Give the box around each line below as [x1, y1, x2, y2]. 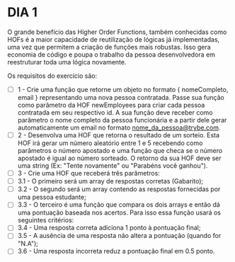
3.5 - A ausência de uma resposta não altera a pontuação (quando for [17, 232, 222, 240]
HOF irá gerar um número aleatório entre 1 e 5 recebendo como [17, 139, 203, 147]
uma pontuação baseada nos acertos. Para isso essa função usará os [17, 208, 222, 217]
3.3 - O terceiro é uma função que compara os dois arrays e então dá [17, 200, 221, 209]
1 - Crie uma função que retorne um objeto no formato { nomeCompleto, [17, 85, 229, 93]
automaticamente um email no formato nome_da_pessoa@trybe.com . [17, 123, 221, 132]
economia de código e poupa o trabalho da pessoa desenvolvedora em [7, 50, 216, 59]
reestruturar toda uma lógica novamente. [7, 57, 127, 66]
